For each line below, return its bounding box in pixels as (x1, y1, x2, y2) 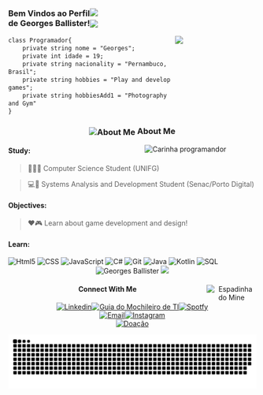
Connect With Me (78, 284, 137, 293)
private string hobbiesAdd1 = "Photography (22, 91, 168, 100)
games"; (8, 84, 34, 92)
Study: (8, 146, 31, 155)
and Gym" (8, 99, 37, 108)
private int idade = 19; (22, 52, 104, 61)
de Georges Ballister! (8, 17, 91, 28)
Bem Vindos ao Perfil (8, 8, 91, 19)
